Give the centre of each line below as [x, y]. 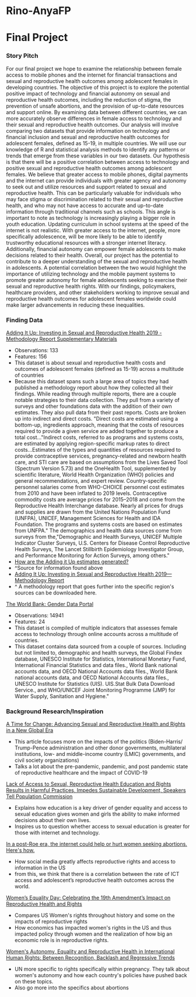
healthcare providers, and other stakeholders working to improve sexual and [98, 292]
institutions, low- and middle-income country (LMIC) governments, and [100, 754]
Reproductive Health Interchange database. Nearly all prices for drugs [99, 506]
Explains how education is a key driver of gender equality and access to [101, 808]
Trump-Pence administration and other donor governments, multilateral [100, 748]
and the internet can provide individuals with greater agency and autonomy [96, 180]
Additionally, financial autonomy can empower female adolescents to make [96, 249]
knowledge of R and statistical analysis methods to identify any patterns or [96, 149]
